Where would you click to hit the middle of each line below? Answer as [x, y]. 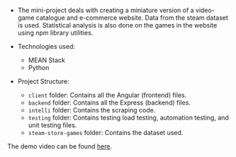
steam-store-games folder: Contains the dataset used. [106, 133]
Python [39, 68]
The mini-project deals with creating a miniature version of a [106, 10]
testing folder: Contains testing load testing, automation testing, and [128, 117]
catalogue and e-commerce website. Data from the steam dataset [132, 18]
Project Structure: [43, 81]
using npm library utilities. [55, 33]
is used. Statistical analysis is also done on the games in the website [117, 25]
